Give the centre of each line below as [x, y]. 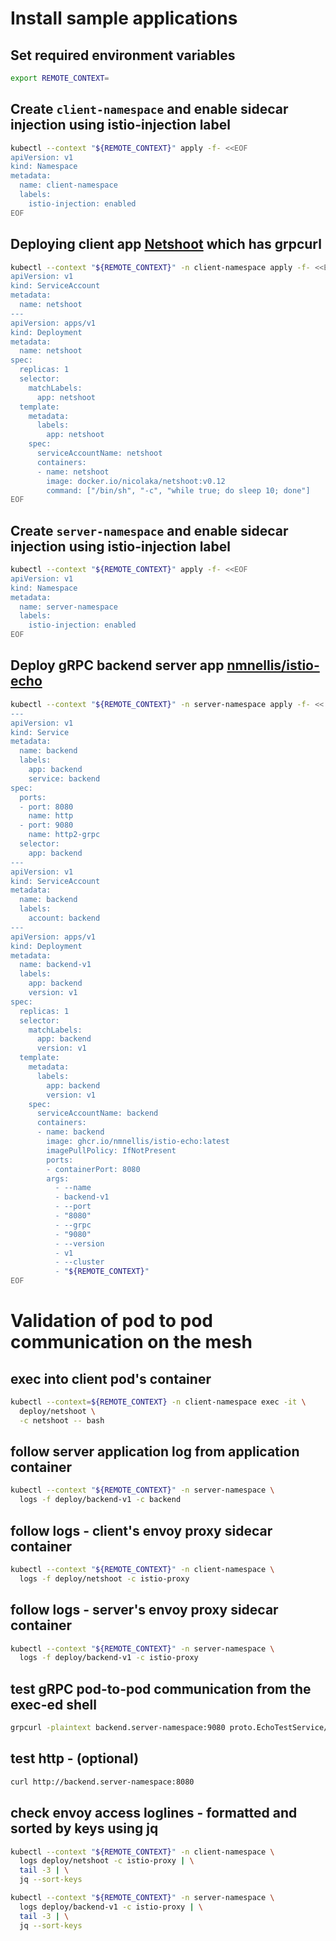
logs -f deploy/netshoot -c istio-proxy [104, 1578]
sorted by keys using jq [84, 1828]
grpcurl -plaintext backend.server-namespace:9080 [118, 1728]
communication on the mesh [131, 1342]
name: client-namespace [68, 185]
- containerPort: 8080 [93, 1169]
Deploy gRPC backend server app [117, 665]
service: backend [64, 778]
